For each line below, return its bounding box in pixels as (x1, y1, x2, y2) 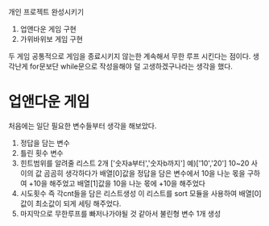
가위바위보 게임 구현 (19, 35, 83, 44)
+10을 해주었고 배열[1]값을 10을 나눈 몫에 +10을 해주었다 (28, 178, 205, 188)
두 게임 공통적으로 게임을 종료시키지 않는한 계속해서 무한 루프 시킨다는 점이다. (8, 52, 251, 61)
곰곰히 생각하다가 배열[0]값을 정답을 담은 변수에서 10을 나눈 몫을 (43, 168, 246, 178)
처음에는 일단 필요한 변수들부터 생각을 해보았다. (8, 120, 157, 131)
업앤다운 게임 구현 (19, 24, 77, 34)
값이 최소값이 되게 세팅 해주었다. (19, 199, 122, 208)
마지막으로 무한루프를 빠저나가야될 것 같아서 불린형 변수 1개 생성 (19, 208, 221, 218)
